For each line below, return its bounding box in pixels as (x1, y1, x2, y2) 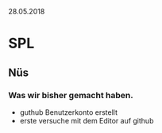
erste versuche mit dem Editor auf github (19, 116, 154, 125)
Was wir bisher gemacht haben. (8, 89, 133, 101)
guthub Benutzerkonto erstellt (19, 107, 118, 117)
